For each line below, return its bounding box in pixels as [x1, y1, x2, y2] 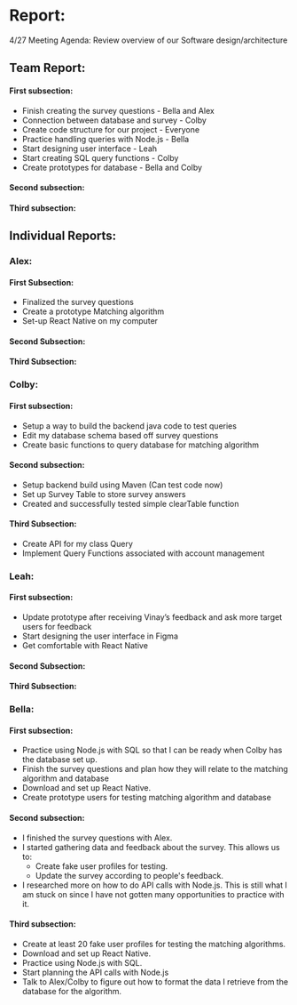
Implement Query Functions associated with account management [21, 548, 265, 559]
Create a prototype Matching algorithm [21, 306, 165, 317]
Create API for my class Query [21, 538, 133, 549]
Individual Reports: [9, 229, 117, 244]
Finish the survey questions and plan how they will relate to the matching [21, 764, 288, 775]
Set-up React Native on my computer [21, 316, 158, 326]
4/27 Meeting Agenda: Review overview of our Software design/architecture [9, 35, 288, 45]
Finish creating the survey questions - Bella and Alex [21, 105, 215, 116]
